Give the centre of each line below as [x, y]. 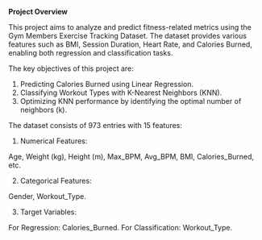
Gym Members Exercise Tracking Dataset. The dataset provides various [128, 36]
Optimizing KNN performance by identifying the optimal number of [131, 101]
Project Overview [38, 12]
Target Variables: [48, 212]
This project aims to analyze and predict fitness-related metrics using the [130, 27]
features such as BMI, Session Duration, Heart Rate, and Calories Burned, [130, 44]
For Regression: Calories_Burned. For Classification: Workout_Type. [120, 228]
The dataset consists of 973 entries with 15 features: [96, 125]
